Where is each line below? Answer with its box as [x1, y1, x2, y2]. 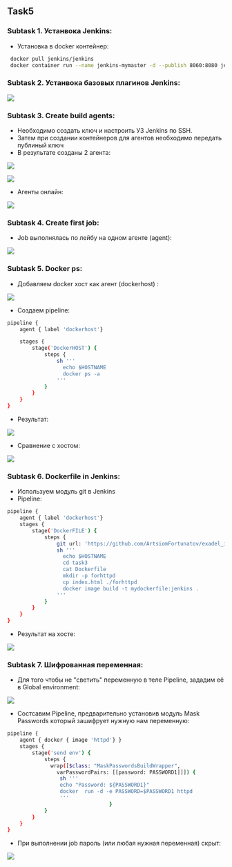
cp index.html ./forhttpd [62, 579, 137, 586]
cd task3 [62, 559, 88, 566]
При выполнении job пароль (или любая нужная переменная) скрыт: [17, 839, 221, 848]
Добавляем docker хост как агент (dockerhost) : [17, 279, 159, 288]
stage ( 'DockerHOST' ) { [32, 345, 97, 352]
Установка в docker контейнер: [17, 41, 109, 50]
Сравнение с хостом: [17, 442, 81, 449]
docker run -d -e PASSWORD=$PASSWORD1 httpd [59, 788, 193, 795]
